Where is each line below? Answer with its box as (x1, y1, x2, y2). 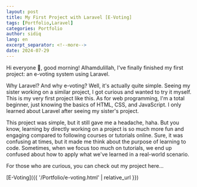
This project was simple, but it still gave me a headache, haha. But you (6, 119, 180, 126)
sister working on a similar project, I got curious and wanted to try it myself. (6, 88, 192, 96)
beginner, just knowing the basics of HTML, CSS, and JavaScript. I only (6, 101, 181, 108)
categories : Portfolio (6, 25, 63, 32)
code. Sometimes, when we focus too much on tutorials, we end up (6, 144, 172, 151)
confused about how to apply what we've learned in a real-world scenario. (6, 151, 190, 158)
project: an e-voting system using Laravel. (6, 70, 110, 78)
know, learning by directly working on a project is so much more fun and (6, 125, 184, 132)
